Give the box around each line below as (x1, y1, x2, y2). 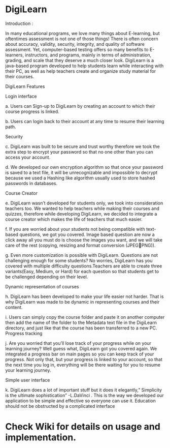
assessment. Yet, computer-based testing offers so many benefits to (5, 46, 149, 52)
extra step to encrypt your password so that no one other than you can (5, 148, 153, 155)
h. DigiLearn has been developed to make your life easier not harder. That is (5, 293, 164, 300)
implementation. (5, 432, 77, 443)
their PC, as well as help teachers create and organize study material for (5, 68, 156, 74)
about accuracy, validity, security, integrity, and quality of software (5, 41, 145, 47)
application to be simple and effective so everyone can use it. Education (5, 398, 156, 404)
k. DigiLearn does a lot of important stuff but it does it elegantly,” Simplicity (5, 386, 162, 393)
